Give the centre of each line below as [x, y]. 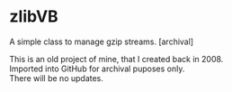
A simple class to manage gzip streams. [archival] [102, 41]
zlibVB [34, 17]
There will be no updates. [56, 78]
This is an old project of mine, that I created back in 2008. [116, 59]
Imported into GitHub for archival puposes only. [97, 69]
